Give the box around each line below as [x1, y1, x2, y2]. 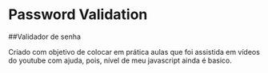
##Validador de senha [8, 32, 82, 41]
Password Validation [8, 6, 148, 24]
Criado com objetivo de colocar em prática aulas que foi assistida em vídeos [8, 47, 260, 56]
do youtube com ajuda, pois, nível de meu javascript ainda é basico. [8, 56, 232, 65]
